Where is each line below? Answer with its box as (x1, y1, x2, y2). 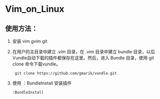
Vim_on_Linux (5, 3, 64, 15)
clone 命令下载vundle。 (12, 61, 61, 67)
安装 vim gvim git (12, 38, 48, 44)
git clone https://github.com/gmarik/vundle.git (14, 71, 117, 76)
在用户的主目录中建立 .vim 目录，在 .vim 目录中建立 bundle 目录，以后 (12, 49, 155, 55)
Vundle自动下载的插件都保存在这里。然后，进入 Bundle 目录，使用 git (12, 55, 155, 61)
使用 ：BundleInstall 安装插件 (12, 80, 72, 86)
